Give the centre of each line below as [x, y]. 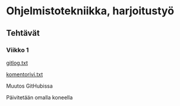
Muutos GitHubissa [30, 86]
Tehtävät [23, 33]
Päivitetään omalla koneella [40, 97]
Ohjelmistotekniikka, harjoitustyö [90, 11]
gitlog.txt [17, 63]
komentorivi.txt [25, 74]
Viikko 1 [18, 50]
